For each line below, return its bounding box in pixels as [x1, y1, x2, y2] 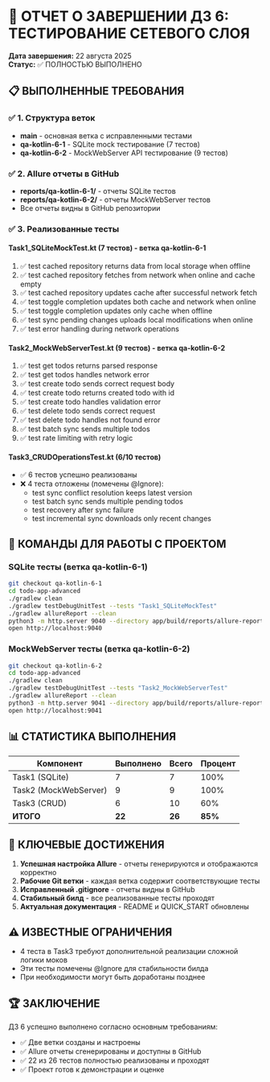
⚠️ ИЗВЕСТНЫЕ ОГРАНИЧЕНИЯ [8, 925, 173, 939]
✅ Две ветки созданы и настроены [19, 1037, 141, 1047]
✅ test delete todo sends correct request [19, 406, 156, 416]
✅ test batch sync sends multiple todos [19, 424, 150, 434]
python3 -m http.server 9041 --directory [8, 699, 149, 707]
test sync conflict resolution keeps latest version [31, 488, 193, 498]
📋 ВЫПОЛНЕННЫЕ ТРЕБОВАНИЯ [8, 84, 185, 98]
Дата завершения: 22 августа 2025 [8, 51, 133, 60]
